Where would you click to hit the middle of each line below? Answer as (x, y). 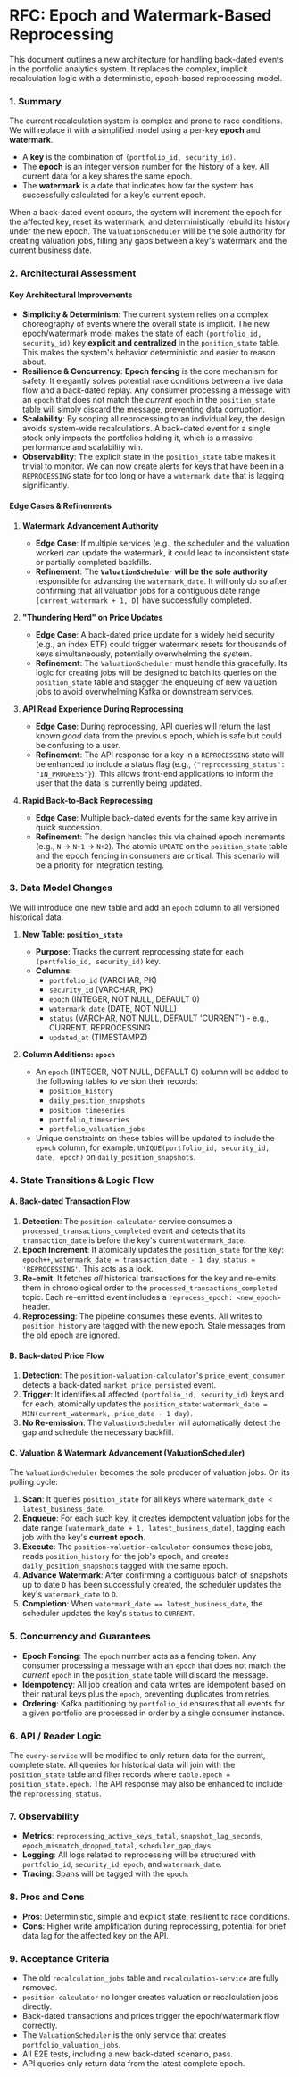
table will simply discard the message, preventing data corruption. (144, 409)
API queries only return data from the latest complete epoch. (133, 2063)
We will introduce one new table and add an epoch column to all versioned (145, 907)
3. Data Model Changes (61, 888)
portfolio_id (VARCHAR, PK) (103, 980)
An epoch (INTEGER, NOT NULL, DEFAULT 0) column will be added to (162, 1072)
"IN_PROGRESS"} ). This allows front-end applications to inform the (154, 773)
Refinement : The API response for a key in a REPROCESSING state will (160, 755)
